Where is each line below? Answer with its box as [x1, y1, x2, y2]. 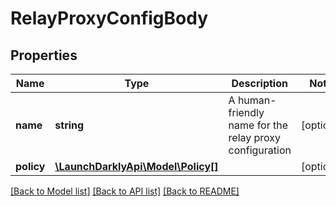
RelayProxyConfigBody [10, 7, 209, 30]
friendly [228, 106, 265, 119]
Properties [10, 47, 78, 64]
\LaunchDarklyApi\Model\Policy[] [54, 160, 219, 173]
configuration [228, 143, 292, 157]
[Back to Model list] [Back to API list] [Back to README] [10, 185, 240, 197]
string [54, 118, 85, 132]
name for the [228, 118, 289, 132]
